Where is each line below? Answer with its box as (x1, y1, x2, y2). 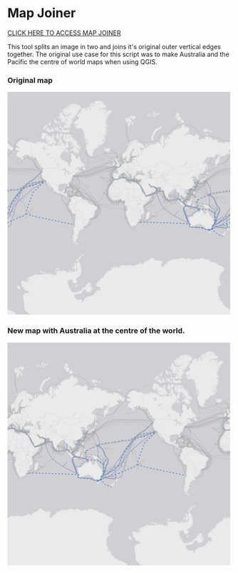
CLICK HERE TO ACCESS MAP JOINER (7, 29, 121, 37)
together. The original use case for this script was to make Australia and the (7, 50, 229, 58)
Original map (7, 75, 53, 85)
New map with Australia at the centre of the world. (7, 326, 185, 336)
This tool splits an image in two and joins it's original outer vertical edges (7, 42, 221, 51)
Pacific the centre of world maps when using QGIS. (7, 57, 158, 66)
